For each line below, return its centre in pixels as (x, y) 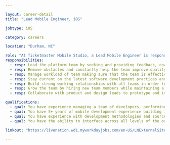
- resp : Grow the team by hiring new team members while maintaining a (87, 88)
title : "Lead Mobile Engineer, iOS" (44, 19)
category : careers (25, 37)
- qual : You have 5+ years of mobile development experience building (86, 112)
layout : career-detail (29, 14)
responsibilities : (25, 60)
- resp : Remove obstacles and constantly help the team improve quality (88, 69)
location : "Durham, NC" (30, 46)
